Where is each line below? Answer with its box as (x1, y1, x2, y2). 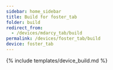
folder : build (6, 19, 41, 25)
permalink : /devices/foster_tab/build (6, 36, 101, 41)
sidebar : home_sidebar (6, 8, 61, 15)
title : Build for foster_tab (6, 14, 77, 20)
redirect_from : (6, 24, 43, 31)
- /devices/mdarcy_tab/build (11, 30, 83, 36)
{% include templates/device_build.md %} (6, 57, 108, 64)
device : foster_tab (6, 41, 54, 47)
